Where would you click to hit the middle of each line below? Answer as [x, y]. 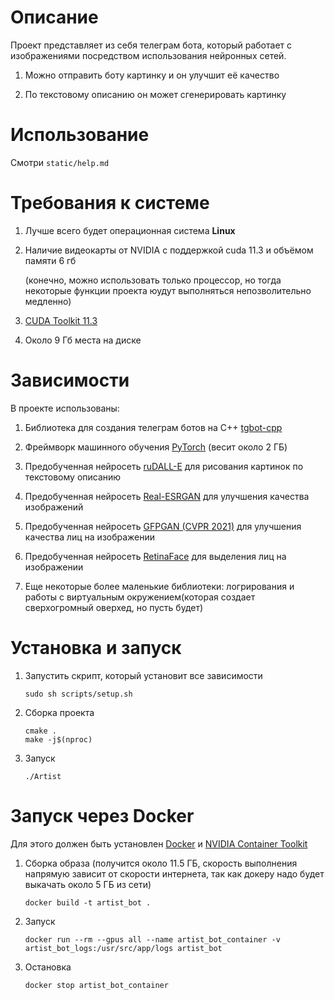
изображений [54, 507]
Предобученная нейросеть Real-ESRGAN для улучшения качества [167, 496]
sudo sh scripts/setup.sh [78, 694]
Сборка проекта [59, 712]
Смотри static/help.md [60, 162]
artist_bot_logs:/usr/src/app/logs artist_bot [123, 948]
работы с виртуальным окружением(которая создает [140, 597]
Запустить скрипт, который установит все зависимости [143, 675]
